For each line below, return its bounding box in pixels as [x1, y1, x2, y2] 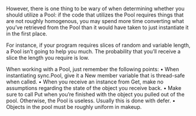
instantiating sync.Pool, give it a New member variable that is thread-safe [6, 72, 185, 79]
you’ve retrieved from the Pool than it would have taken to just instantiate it [6, 24, 189, 31]
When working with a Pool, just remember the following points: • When [6, 66, 179, 73]
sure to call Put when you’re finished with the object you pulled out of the [6, 91, 185, 98]
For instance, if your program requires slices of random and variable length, [6, 41, 191, 49]
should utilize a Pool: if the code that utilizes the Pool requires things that [6, 11, 184, 18]
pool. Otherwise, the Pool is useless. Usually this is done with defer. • [6, 97, 176, 104]
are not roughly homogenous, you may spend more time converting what [6, 18, 185, 24]
